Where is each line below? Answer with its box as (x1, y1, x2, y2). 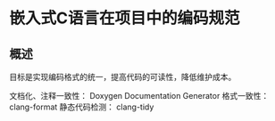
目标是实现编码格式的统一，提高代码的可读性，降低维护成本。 (9, 72, 237, 82)
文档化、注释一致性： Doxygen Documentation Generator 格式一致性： (9, 91, 270, 101)
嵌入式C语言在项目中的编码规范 (9, 8, 240, 28)
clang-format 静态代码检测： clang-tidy (9, 101, 154, 112)
